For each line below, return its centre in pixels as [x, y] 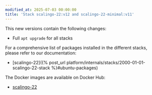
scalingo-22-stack [31, 68]
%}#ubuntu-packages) [75, 68]
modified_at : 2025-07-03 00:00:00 [41, 10]
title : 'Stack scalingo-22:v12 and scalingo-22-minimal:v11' [70, 14]
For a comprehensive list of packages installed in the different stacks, [76, 47]
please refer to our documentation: [41, 53]
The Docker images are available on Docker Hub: [55, 77]
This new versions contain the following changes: [56, 28]
